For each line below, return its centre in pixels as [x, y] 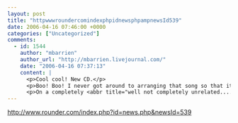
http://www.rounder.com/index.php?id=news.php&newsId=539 [100, 112]
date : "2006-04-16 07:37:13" [63, 66]
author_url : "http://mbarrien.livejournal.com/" [93, 60]
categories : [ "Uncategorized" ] [53, 33]
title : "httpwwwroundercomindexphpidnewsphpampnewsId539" [95, 20]
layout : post [27, 14]
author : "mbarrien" [49, 53]
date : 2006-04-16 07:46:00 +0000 [57, 27]
